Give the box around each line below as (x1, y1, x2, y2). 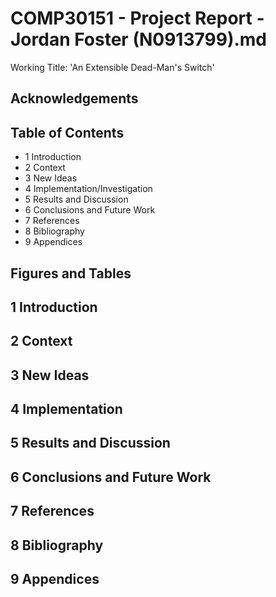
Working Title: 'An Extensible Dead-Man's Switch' (10, 61, 215, 73)
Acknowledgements (10, 90, 139, 107)
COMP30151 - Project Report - (10, 7, 265, 30)
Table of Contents (10, 124, 125, 141)
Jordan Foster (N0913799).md (10, 28, 267, 51)
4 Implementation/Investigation (24, 183, 153, 195)
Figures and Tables (10, 265, 132, 282)
